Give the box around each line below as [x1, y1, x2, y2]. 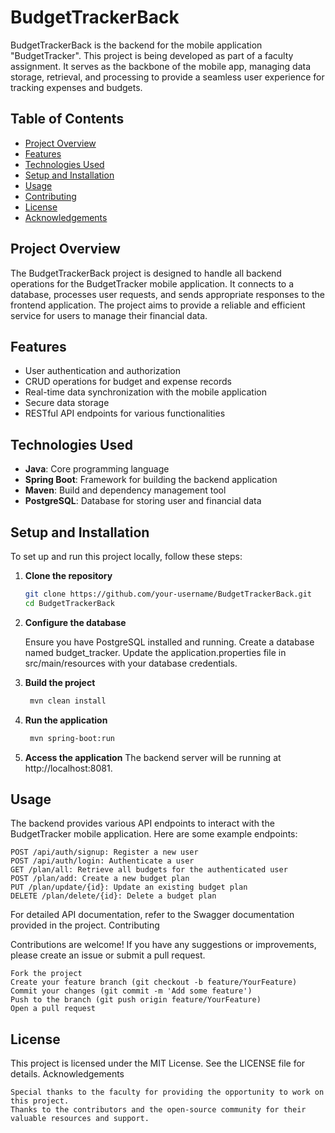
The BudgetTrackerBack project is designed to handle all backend [10, 267, 282, 279]
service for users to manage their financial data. [10, 309, 208, 321]
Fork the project [10, 969, 83, 979]
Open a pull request [10, 1004, 97, 1014]
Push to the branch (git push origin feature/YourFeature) [10, 995, 262, 1005]
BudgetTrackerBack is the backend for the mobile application [10, 39, 263, 51]
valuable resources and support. [10, 1114, 150, 1124]
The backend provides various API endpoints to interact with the [10, 817, 275, 830]
